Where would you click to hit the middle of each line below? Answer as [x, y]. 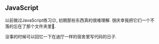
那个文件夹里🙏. [41, 26]
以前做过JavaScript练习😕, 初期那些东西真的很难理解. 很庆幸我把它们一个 [78, 20]
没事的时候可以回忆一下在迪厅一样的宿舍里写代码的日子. [61, 36]
